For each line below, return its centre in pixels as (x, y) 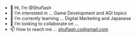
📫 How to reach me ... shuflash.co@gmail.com (59, 29)
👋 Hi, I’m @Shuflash (31, 8)
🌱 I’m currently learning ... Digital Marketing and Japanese (71, 18)
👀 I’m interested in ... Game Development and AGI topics (68, 13)
